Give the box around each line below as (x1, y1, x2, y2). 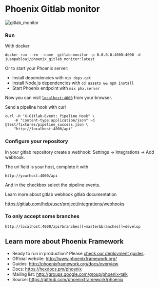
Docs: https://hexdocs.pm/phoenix (12, 266, 82, 272)
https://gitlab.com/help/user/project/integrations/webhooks (5, 201, 125, 207)
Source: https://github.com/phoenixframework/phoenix (12, 276, 123, 282)
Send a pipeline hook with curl (5, 104, 66, 110)
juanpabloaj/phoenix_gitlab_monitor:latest (5, 57, 95, 62)
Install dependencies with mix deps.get (12, 75, 91, 81)
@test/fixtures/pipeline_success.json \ (5, 122, 89, 127)
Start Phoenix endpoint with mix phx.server (12, 85, 100, 91)
